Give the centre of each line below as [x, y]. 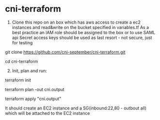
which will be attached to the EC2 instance [48, 113]
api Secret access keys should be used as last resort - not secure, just [82, 38]
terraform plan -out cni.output [35, 89]
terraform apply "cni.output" [33, 99]
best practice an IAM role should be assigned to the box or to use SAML [84, 32]
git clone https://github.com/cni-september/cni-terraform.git [65, 52]
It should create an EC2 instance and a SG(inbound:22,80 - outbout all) [76, 108]
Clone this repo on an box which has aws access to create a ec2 [76, 22]
